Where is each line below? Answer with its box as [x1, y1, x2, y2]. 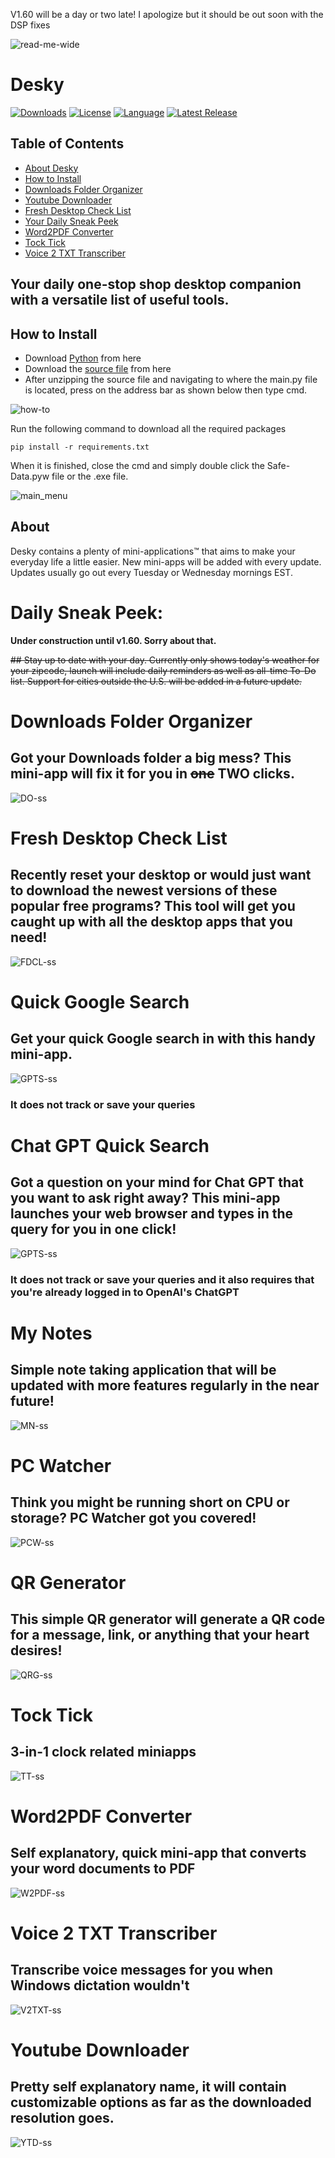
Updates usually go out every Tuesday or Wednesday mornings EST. [10, 566, 293, 578]
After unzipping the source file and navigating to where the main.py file [24, 373, 318, 385]
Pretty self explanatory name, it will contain [10, 2079, 287, 2096]
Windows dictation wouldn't [10, 1977, 190, 1994]
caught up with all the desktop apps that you [10, 914, 293, 931]
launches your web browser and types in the [10, 1205, 294, 1223]
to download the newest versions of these [10, 882, 278, 899]
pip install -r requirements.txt [10, 442, 150, 452]
